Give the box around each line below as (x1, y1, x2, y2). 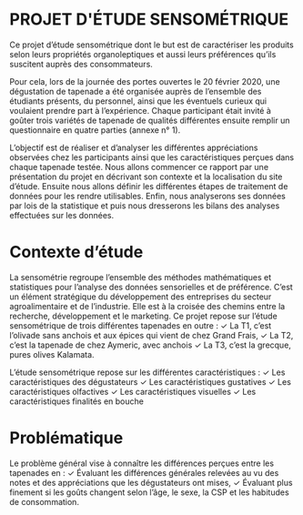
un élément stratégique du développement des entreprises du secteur (9, 291, 272, 302)
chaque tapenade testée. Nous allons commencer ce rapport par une (9, 161, 269, 172)
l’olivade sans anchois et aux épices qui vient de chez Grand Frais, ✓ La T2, (9, 329, 294, 340)
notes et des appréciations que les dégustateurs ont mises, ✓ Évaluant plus (9, 477, 293, 488)
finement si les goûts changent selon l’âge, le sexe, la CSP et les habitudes (9, 487, 289, 498)
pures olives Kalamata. (9, 348, 95, 359)
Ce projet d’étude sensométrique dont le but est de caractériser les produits (9, 39, 294, 50)
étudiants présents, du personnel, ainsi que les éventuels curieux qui (9, 96, 267, 106)
